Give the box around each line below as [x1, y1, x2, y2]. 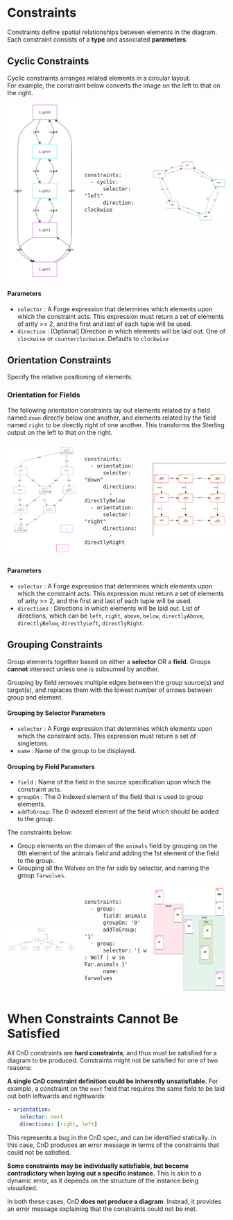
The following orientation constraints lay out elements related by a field [7, 406, 210, 414]
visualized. [7, 1183, 38, 1192]
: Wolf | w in [84, 954, 126, 962]
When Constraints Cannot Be [7, 1011, 179, 1027]
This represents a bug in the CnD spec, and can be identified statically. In [7, 1133, 217, 1141]
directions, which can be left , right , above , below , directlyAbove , [17, 611, 205, 620]
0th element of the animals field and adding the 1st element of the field [17, 849, 220, 857]
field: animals [103, 912, 147, 920]
